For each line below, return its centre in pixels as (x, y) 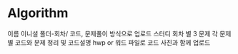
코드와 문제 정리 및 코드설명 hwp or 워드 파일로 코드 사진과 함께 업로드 (113, 42)
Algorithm (38, 13)
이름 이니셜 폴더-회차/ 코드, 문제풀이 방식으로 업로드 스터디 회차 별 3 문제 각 (113, 33)
